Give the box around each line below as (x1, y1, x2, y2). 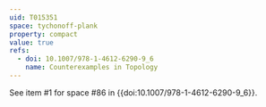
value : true (9, 37, 54, 47)
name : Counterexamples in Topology (25, 63, 159, 72)
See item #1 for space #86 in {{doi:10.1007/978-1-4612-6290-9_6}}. (9, 86, 258, 98)
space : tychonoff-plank (9, 21, 99, 30)
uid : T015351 (9, 12, 58, 22)
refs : (9, 46, 30, 55)
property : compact (9, 29, 78, 38)
